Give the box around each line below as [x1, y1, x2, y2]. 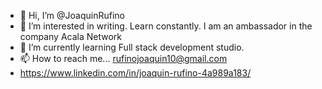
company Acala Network [19, 31, 123, 42]
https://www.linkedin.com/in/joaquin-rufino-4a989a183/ [19, 67, 252, 79]
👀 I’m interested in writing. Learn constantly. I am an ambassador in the [19, 20, 313, 32]
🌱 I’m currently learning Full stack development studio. [19, 41, 245, 53]
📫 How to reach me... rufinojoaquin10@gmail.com [19, 53, 228, 64]
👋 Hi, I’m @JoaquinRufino [19, 10, 125, 21]
